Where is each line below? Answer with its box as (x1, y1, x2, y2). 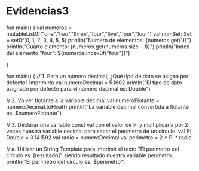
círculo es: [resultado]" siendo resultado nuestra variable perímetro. (6, 151, 173, 159)
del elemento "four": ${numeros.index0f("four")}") (6, 49, 130, 56)
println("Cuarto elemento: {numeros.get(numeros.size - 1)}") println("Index (6, 43, 190, 50)
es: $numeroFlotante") (6, 109, 62, 117)
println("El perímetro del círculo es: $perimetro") (6, 158, 125, 165)
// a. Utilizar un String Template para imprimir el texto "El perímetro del (6, 145, 179, 152)
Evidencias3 (6, 4, 69, 18)
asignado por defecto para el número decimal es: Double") (6, 85, 151, 92)
